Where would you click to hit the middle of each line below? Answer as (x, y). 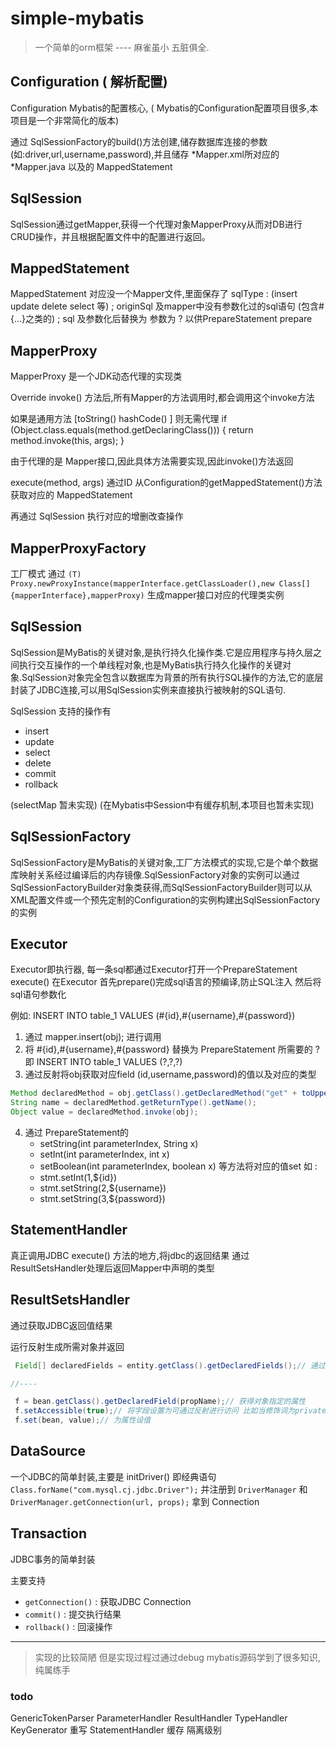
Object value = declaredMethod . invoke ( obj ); (104, 1112)
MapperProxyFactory (78, 548)
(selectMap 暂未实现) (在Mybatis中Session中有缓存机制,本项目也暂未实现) (162, 804)
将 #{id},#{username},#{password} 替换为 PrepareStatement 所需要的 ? (172, 1049)
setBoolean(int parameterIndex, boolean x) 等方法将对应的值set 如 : (178, 1166)
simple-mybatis (77, 18)
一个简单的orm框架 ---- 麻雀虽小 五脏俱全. (122, 47)
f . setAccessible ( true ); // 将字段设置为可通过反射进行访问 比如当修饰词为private (170, 1411)
